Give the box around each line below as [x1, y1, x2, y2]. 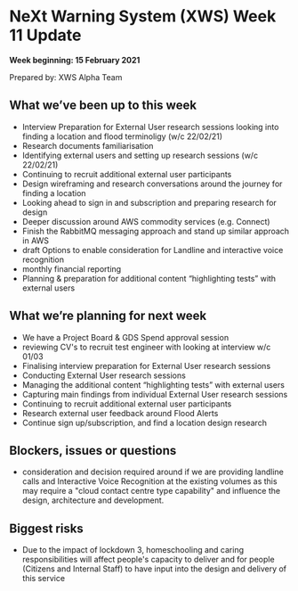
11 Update [9, 25, 82, 45]
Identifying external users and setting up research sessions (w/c [21, 150, 259, 160]
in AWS [21, 234, 50, 246]
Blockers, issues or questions [9, 443, 177, 458]
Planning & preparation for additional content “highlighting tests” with [21, 273, 277, 283]
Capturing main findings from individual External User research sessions [21, 389, 288, 399]
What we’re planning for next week [9, 308, 207, 324]
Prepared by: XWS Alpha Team [9, 71, 123, 82]
